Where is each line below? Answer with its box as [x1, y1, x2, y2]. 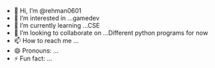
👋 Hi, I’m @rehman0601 [13, 7, 82, 15]
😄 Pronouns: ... [13, 46, 59, 55]
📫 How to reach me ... [13, 37, 79, 44]
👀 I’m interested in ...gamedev [13, 14, 100, 22]
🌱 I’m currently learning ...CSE [13, 22, 100, 29]
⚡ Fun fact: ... [13, 54, 52, 62]
